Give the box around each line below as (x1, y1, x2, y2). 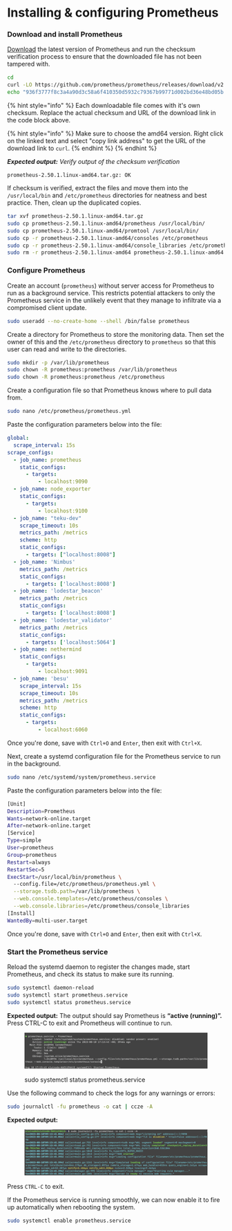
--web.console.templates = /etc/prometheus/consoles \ (13, 896, 168, 903)
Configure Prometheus (7, 266, 86, 275)
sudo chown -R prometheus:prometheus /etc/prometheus (7, 373, 166, 381)
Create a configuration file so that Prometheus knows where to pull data (7, 386, 212, 395)
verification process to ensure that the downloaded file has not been (7, 53, 202, 61)
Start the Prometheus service (7, 947, 108, 956)
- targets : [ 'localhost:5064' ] (25, 638, 116, 646)
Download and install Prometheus (7, 30, 123, 39)
